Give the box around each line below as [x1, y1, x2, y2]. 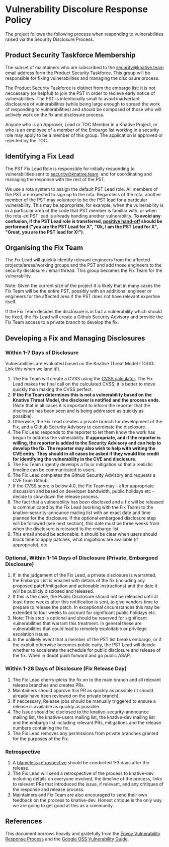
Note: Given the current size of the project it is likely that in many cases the [5, 283, 161, 289]
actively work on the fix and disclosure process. [5, 111, 105, 118]
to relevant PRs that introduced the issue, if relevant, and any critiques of [12, 781, 164, 787]
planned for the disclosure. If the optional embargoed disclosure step [12, 515, 156, 521]
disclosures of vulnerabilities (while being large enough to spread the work [5, 101, 160, 107]
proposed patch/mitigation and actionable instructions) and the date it [12, 583, 157, 589]
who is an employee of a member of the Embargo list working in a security [5, 127, 159, 133]
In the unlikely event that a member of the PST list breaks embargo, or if [12, 637, 162, 643]
